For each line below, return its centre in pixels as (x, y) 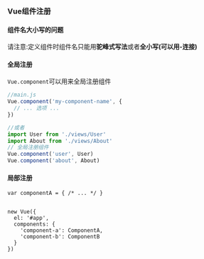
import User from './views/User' (57, 134)
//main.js (22, 95)
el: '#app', (32, 218)
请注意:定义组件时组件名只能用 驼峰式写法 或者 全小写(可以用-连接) (102, 47)
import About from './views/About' (60, 141)
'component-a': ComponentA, (61, 231)
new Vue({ (22, 212)
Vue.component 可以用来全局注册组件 (59, 81)
